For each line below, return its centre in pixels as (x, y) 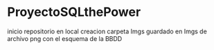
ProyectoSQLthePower (74, 12)
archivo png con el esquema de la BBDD (65, 38)
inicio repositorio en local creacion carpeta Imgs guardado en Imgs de (107, 31)
